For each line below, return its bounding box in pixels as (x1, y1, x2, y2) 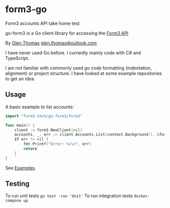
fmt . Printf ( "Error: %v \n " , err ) (23, 142, 92, 147)
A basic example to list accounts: (5, 104, 74, 110)
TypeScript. (5, 55, 29, 61)
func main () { (5, 122, 35, 128)
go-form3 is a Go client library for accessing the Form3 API (5, 30, 129, 36)
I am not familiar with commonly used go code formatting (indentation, (5, 65, 152, 71)
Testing (5, 180, 30, 188)
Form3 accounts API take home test (5, 20, 80, 26)
